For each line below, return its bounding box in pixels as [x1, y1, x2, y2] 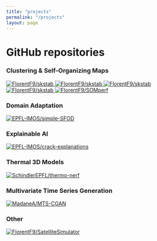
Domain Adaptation [6, 101, 63, 109]
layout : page [6, 20, 39, 26]
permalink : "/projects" [6, 14, 65, 20]
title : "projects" [6, 8, 52, 15]
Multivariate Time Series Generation [6, 186, 113, 195]
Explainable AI [6, 130, 49, 138]
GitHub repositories [6, 45, 105, 59]
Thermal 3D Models [6, 158, 64, 167]
